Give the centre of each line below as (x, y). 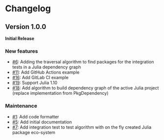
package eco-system (34, 132)
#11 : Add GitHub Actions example (46, 72)
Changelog (28, 9)
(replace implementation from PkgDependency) (60, 93)
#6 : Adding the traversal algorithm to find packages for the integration (83, 62)
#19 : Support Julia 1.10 (35, 83)
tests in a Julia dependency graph (46, 67)
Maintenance (21, 106)
